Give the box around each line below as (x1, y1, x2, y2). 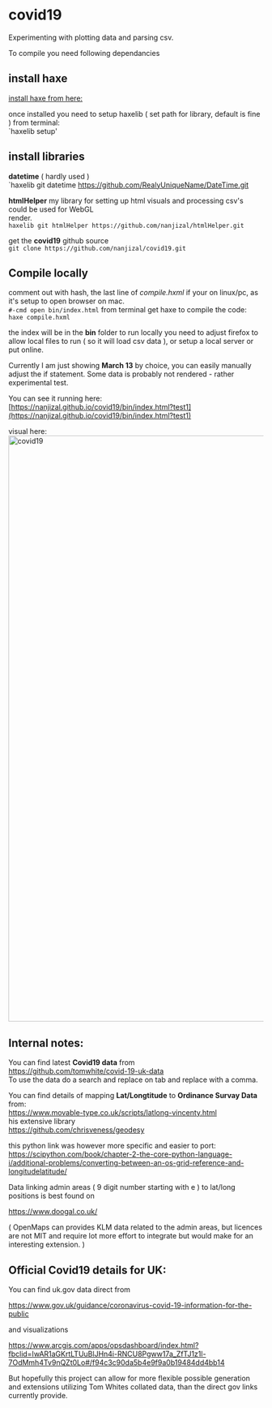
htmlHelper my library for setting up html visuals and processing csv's (8, 195, 244, 205)
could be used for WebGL (8, 204, 95, 214)
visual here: (8, 427, 47, 436)
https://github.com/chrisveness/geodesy (8, 1125, 145, 1135)
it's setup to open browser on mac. (8, 296, 125, 306)
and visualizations (8, 1324, 69, 1334)
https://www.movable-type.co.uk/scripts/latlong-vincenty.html (8, 1108, 217, 1118)
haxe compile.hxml (8, 314, 70, 322)
